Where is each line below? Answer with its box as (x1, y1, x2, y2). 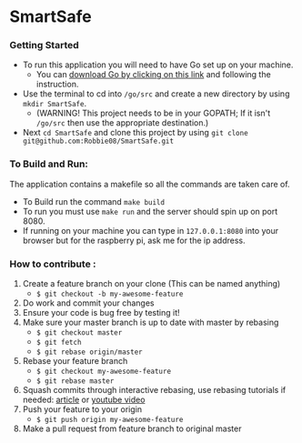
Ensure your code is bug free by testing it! (22, 307, 180, 318)
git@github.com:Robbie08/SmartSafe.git (22, 136, 175, 146)
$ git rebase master (35, 377, 115, 386)
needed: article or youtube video (22, 394, 146, 406)
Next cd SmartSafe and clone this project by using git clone (22, 127, 248, 138)
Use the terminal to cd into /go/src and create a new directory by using (22, 88, 290, 99)
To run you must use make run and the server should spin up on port (22, 206, 278, 216)
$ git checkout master (35, 328, 123, 337)
